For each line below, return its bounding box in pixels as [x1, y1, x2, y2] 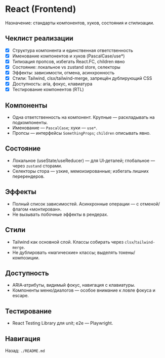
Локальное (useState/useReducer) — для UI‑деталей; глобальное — [12, 157, 156, 163]
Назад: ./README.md [5, 348, 45, 354]
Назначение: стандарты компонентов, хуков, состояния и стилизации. [5, 20, 155, 26]
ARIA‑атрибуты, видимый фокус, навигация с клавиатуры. [12, 282, 135, 288]
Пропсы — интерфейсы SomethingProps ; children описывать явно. [12, 130, 151, 136]
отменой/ [140, 201, 160, 206]
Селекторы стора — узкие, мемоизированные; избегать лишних [12, 168, 149, 174]
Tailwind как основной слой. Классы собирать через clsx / [12, 239, 135, 245]
